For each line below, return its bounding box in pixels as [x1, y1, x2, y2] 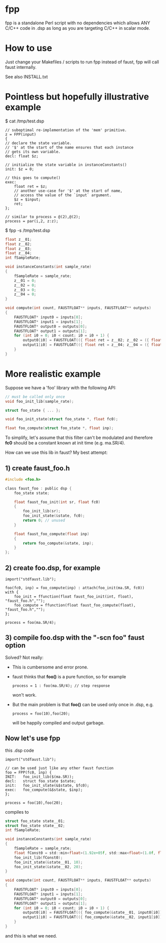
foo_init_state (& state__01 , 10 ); [14, 860, 83, 865]
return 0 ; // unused [23, 518, 65, 523]
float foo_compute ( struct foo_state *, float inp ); [5, 426, 114, 431]
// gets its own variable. [5, 149, 61, 154]
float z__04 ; [5, 251, 32, 256]
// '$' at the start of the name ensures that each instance [5, 145, 134, 150]
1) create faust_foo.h [5, 464, 70, 472]
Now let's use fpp [5, 734, 61, 743]
